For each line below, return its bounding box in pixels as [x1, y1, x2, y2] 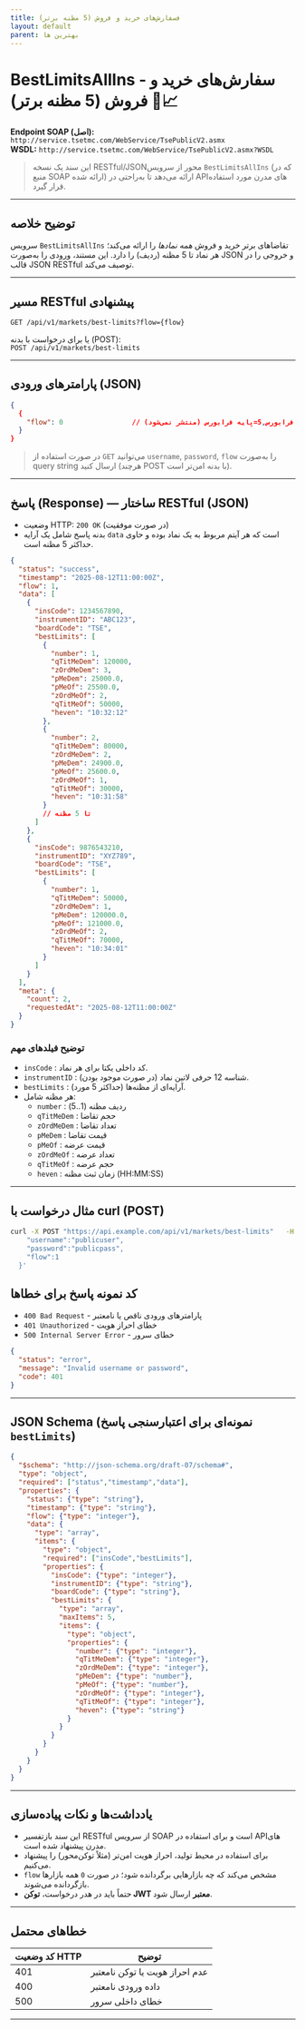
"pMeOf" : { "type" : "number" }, [74, 1681, 189, 1690]
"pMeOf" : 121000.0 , [50, 918, 125, 928]
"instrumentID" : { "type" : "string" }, [50, 1579, 194, 1588]
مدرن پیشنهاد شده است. [23, 1840, 107, 1851]
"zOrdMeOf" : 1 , [50, 775, 108, 785]
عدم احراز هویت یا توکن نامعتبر [90, 1965, 209, 1978]
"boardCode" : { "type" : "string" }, [50, 1587, 181, 1597]
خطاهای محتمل [10, 1923, 87, 1938]
